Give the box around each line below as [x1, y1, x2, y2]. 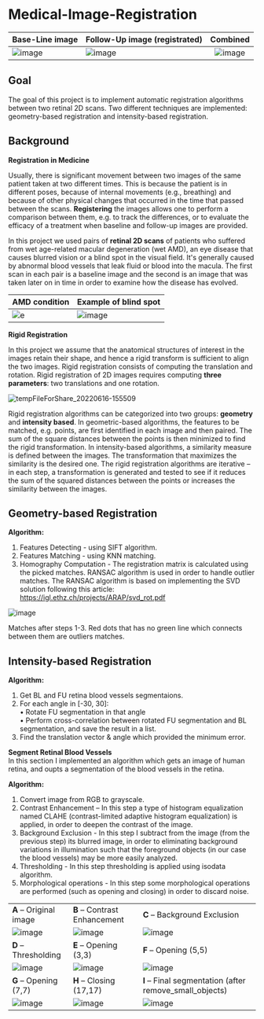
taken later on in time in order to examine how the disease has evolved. [8, 278, 238, 287]
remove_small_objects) [142, 985, 228, 996]
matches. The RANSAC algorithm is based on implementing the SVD [19, 576, 241, 586]
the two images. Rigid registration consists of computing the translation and [8, 362, 253, 371]
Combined [210, 34, 250, 45]
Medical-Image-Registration [8, 6, 198, 24]
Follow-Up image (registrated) [85, 34, 203, 45]
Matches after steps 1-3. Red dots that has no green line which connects [8, 624, 243, 633]
